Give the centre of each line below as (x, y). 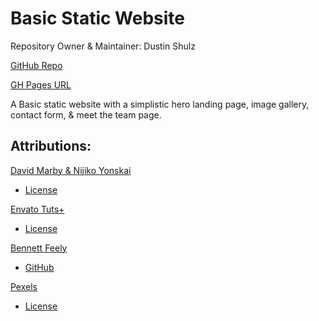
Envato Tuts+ (37, 209)
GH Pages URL (41, 84)
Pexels (24, 286)
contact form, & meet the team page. (86, 114)
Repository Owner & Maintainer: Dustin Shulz (103, 46)
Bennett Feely (39, 248)
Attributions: (51, 146)
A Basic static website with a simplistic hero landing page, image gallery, (160, 104)
